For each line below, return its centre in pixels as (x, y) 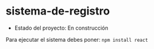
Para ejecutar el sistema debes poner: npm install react (77, 39)
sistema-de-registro (58, 11)
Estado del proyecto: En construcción (61, 28)
